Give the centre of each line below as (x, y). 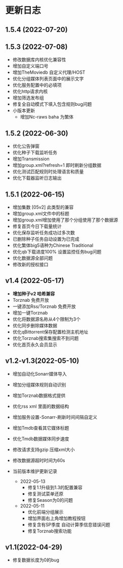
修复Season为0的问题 (50, 500)
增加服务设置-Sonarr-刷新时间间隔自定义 (55, 417)
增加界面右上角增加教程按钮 (57, 518)
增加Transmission (31, 159)
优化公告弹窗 (26, 146)
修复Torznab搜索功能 (50, 531)
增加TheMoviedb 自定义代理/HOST (49, 72)
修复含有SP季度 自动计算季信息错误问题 (69, 524)
